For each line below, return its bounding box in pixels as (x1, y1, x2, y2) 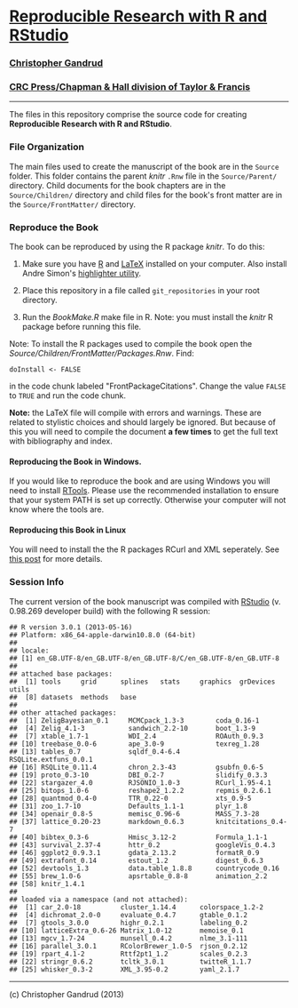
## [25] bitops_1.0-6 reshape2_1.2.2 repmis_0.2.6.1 (9, 786, 272, 795)
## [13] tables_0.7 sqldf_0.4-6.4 (9, 747, 180, 756)
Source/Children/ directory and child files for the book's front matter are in (9, 189, 282, 200)
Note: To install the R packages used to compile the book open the (9, 339, 253, 348)
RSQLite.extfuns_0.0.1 (9, 755, 93, 764)
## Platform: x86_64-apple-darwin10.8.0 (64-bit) (9, 630, 197, 639)
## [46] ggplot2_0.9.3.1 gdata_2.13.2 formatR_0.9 (9, 848, 260, 857)
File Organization (9, 140, 84, 153)
